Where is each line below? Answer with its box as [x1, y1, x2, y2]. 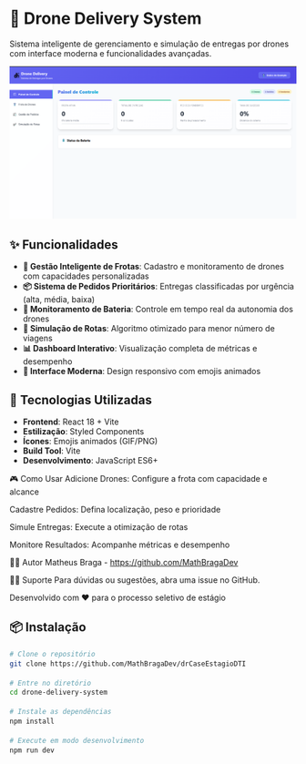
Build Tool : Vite [22, 445, 81, 456]
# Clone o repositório [9, 649, 96, 658]
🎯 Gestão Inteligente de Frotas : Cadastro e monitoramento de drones [22, 261, 285, 272]
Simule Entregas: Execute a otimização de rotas [9, 522, 189, 533]
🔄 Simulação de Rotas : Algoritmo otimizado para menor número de [22, 323, 275, 334]
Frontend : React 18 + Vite [22, 416, 119, 427]
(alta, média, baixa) [22, 294, 96, 305]
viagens [22, 332, 53, 344]
